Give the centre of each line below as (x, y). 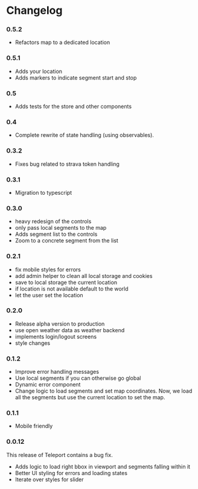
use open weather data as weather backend (70, 330)
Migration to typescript (43, 192)
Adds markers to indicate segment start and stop (76, 77)
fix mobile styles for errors (48, 270)
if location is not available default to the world (72, 289)
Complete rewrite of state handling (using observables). (84, 135)
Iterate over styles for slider (49, 479)
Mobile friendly (34, 426)
